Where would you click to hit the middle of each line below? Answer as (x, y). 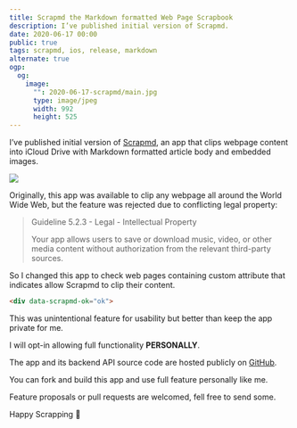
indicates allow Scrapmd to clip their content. (92, 285)
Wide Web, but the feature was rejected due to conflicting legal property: (144, 205)
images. (24, 161)
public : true (33, 42)
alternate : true (39, 59)
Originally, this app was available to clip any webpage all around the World (146, 195)
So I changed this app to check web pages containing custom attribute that (147, 276)
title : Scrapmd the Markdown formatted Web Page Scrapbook (121, 17)
